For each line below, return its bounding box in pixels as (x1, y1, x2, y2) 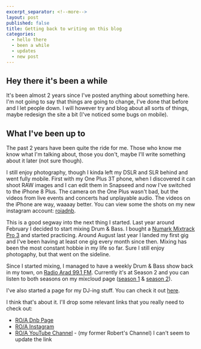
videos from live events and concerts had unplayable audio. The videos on (6, 194, 191, 202)
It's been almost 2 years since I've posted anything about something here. (6, 91, 190, 99)
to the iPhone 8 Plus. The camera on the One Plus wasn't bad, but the (6, 188, 179, 196)
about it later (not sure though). (6, 157, 84, 164)
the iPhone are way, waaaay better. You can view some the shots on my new (6, 201, 196, 208)
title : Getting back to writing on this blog (6, 25, 122, 32)
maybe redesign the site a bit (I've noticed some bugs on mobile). (6, 111, 169, 118)
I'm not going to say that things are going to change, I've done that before (6, 98, 189, 105)
